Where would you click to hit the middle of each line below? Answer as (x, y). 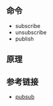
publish (24, 39)
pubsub (25, 97)
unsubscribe (31, 32)
